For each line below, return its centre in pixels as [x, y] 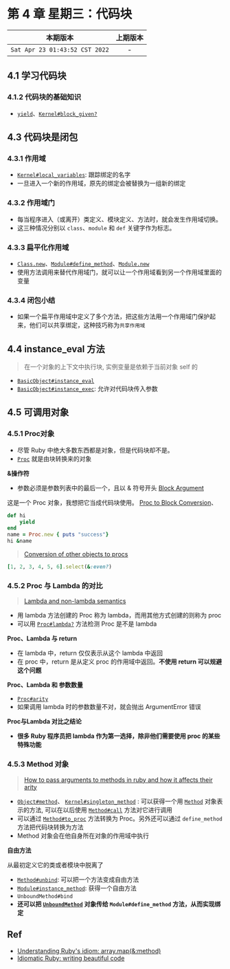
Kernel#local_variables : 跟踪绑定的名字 [74, 175]
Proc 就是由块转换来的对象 [54, 459]
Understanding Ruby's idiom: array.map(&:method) [89, 951]
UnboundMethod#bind [45, 896]
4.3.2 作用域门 [31, 203]
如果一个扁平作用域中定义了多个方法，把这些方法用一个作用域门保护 [113, 316]
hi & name [20, 541]
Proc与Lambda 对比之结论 [45, 721]
